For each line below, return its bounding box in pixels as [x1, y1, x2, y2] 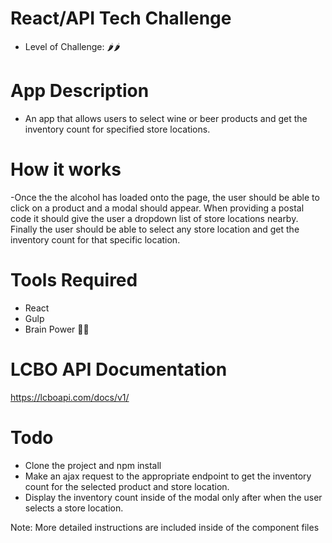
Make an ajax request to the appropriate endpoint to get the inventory [24, 470, 312, 482]
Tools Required [10, 269, 138, 291]
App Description [10, 80, 150, 102]
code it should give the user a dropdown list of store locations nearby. [10, 212, 299, 224]
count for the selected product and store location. [24, 480, 230, 492]
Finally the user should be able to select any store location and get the [10, 223, 300, 235]
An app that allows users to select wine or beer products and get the [24, 112, 308, 124]
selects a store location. [24, 502, 124, 514]
